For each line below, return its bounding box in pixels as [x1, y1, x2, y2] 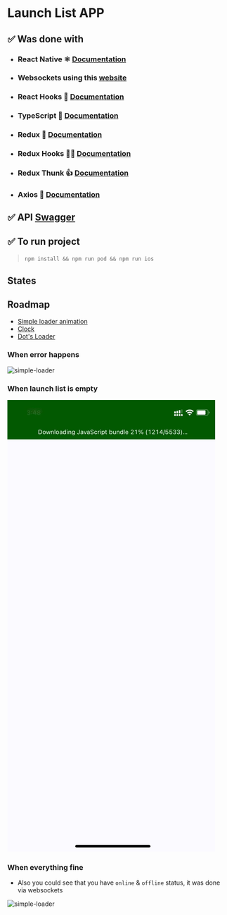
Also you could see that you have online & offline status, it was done [17, 878, 221, 887]
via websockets [17, 886, 63, 895]
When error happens [7, 350, 79, 360]
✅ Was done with [7, 33, 84, 45]
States [7, 274, 37, 286]
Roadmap [7, 298, 51, 310]
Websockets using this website [17, 73, 127, 83]
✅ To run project [7, 235, 81, 248]
